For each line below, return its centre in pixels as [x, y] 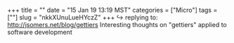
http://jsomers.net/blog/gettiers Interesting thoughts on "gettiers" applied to [117, 25]
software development [40, 32]
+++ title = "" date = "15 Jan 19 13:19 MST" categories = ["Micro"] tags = [112, 10]
